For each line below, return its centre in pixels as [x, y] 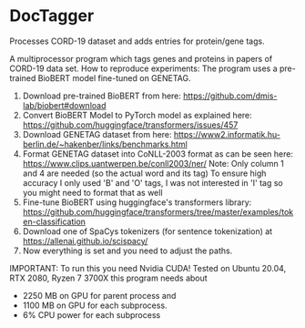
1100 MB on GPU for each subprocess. [95, 305]
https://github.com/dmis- [230, 96]
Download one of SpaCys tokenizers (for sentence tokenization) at [147, 231]
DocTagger [52, 16]
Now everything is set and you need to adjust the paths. [127, 251]
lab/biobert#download [64, 105]
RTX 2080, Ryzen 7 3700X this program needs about [108, 278]
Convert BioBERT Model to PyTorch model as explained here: [137, 115]
